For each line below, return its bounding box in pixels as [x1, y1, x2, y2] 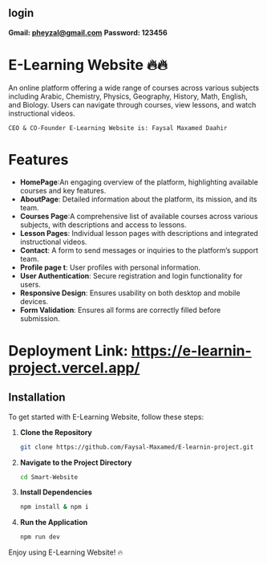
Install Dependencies [19, 487, 92, 497]
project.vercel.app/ [8, 359, 140, 376]
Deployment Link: [8, 341, 128, 360]
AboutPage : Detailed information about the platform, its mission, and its [19, 194, 257, 204]
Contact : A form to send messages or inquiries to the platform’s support [19, 245, 259, 255]
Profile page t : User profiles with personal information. [19, 262, 201, 272]
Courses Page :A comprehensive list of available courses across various [19, 211, 258, 221]
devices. [19, 296, 49, 306]
